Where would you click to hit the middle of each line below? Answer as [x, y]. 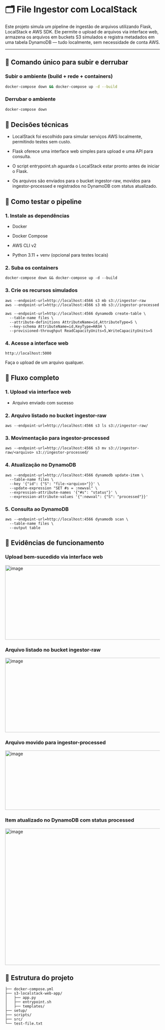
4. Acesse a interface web [37, 343]
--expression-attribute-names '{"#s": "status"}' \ [64, 492]
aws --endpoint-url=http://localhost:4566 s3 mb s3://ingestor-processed [82, 305]
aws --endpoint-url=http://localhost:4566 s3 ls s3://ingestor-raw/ [77, 426]
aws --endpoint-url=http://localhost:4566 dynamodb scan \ [67, 519]
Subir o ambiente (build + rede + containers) [59, 76]
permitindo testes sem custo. [42, 142]
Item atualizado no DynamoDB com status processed [70, 820]
